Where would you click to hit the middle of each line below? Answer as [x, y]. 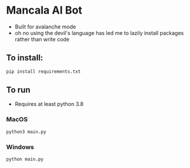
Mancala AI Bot [44, 10]
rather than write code [42, 39]
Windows [20, 147]
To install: [25, 58]
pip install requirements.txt [44, 72]
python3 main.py [26, 132]
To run [18, 90]
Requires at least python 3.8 [49, 104]
